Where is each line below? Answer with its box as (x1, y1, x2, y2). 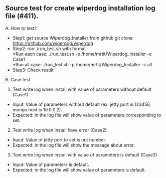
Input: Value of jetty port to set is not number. (12, 136, 106, 142)
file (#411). (5, 12, 39, 21)
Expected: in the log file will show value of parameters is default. (12, 166, 146, 172)
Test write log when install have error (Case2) (12, 127, 107, 133)
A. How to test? (5, 25, 37, 31)
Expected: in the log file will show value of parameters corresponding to (12, 112, 161, 118)
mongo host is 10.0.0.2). (12, 106, 63, 112)
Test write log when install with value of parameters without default (12, 86, 152, 92)
